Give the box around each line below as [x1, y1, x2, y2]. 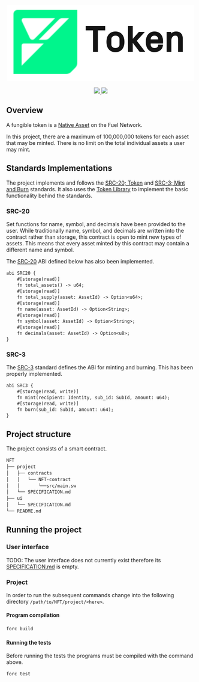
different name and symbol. [6, 246, 74, 253]
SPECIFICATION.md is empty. [6, 563, 79, 570]
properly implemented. [6, 370, 63, 378]
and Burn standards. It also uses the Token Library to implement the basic [6, 185, 189, 192]
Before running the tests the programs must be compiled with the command [6, 652, 194, 660]
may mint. [6, 146, 31, 153]
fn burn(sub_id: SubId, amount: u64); [17, 407, 114, 413]
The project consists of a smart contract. [6, 445, 107, 452]
